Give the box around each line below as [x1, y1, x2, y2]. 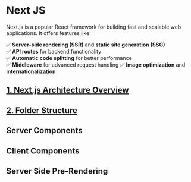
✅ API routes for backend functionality [6, 48, 102, 55]
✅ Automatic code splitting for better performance [6, 54, 132, 61]
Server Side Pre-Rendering [6, 166, 108, 176]
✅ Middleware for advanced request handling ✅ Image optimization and [6, 61, 186, 68]
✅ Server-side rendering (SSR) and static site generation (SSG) [6, 41, 165, 48]
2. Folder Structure [6, 105, 77, 115]
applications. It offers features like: [6, 29, 91, 36]
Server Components [6, 125, 83, 136]
